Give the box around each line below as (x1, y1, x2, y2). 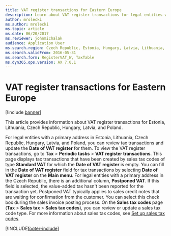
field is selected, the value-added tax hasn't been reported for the (5, 183, 144, 189)
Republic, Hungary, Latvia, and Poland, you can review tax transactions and (5, 140, 164, 146)
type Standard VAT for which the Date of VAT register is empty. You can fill (5, 162, 164, 168)
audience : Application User (5, 41, 65, 46)
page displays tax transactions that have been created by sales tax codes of (5, 156, 165, 162)
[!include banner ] (5, 109, 42, 115)
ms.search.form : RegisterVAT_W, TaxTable (5, 55, 95, 60)
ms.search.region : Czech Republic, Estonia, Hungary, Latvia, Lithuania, (5, 45, 165, 50)
